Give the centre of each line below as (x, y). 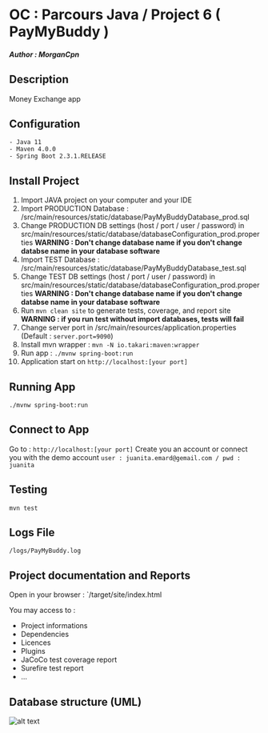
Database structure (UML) (76, 702)
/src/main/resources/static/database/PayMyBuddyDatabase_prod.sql (135, 217)
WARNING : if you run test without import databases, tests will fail (132, 319)
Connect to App (49, 430)
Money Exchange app (45, 98)
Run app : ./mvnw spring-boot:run (77, 353)
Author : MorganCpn (44, 54)
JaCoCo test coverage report (69, 660)
